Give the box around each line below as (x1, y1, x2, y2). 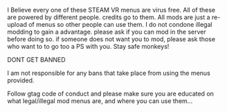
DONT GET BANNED (7, 56, 66, 64)
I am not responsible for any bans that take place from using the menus (7, 69, 211, 77)
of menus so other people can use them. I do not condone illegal (28, 21, 212, 28)
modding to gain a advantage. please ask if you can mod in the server (7, 27, 206, 36)
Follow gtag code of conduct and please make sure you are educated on (7, 89, 215, 98)
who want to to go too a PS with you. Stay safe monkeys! (7, 43, 170, 50)
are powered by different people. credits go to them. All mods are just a (7, 13, 210, 21)
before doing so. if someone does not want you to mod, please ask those (7, 35, 216, 43)
